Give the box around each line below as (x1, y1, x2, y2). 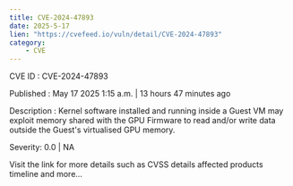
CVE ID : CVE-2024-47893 (9, 71, 109, 81)
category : (9, 38, 47, 47)
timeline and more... (9, 169, 83, 180)
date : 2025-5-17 (9, 21, 70, 30)
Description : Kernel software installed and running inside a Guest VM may (9, 106, 284, 116)
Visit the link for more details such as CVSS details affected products (9, 159, 263, 170)
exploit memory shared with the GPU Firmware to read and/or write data (9, 115, 276, 126)
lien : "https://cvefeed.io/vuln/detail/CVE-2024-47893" (9, 30, 222, 38)
